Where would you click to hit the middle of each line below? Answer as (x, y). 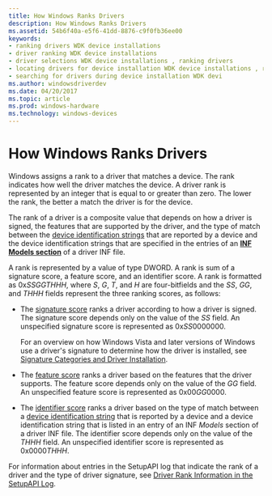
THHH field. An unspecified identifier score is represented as (122, 442)
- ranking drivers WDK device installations (85, 46)
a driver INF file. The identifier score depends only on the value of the (136, 433)
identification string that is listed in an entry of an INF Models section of (139, 425)
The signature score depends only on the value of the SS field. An (130, 317)
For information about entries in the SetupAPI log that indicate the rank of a (134, 466)
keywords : (25, 38)
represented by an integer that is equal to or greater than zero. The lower (130, 193)
